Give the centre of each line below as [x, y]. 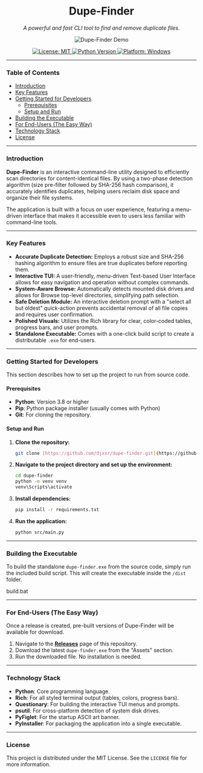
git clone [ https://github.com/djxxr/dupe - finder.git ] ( [87, 453]
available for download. [35, 632]
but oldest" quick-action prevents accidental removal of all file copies [101, 308]
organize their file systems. [40, 197]
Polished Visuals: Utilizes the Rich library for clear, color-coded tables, [104, 321]
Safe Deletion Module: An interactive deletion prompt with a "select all [103, 301]
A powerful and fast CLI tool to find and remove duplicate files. [101, 28]
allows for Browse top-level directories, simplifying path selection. [97, 295]
